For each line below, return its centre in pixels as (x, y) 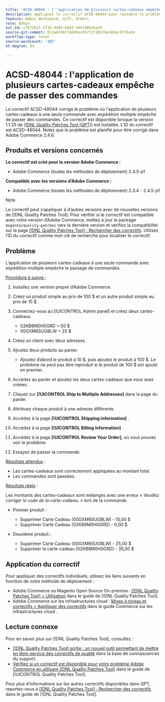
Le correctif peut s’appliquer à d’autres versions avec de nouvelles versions (82, 210)
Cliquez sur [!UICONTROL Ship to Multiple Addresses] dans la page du (85, 394)
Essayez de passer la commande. (47, 452)
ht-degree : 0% (20, 46)
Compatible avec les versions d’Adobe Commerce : (59, 181)
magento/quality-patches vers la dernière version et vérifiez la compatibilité (82, 225)
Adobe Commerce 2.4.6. (30, 135)
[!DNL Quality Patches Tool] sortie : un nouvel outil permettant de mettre (85, 648)
